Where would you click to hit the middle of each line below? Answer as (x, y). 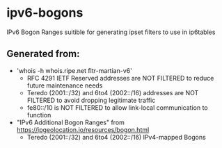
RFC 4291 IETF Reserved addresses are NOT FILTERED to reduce (120, 78)
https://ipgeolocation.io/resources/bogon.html (83, 129)
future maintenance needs (65, 85)
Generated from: (43, 54)
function (39, 115)
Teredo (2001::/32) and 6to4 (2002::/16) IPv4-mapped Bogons (116, 137)
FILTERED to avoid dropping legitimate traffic (91, 100)
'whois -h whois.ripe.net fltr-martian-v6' (74, 70)
